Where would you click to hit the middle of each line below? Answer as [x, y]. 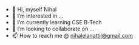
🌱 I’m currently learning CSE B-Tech [57, 22]
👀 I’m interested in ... [38, 16]
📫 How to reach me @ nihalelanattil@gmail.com [73, 36]
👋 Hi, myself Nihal [34, 9]
